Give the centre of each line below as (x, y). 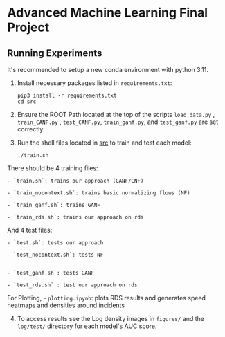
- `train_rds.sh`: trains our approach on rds (75, 217)
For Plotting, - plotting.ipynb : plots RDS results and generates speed (107, 298)
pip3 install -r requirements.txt (67, 95)
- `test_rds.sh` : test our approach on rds (72, 285)
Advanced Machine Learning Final (108, 13)
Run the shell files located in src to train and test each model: (104, 143)
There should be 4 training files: (53, 168)
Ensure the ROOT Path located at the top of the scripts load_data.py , (116, 115)
